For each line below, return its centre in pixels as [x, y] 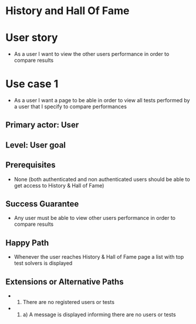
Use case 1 [32, 84]
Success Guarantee [42, 204]
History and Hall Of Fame [67, 11]
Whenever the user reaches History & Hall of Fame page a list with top [99, 257]
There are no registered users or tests [69, 302]
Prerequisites [31, 165]
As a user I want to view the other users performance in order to [92, 54]
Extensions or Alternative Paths [65, 281]
